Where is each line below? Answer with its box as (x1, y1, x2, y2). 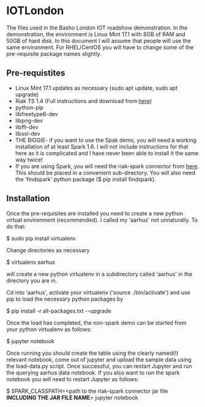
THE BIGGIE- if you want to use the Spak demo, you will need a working (15, 136, 197, 144)
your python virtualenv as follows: (6, 325, 92, 333)
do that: (6, 222, 26, 230)
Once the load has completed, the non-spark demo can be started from (6, 319, 187, 326)
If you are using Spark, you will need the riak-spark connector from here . (15, 162, 199, 169)
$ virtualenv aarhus (6, 258, 55, 266)
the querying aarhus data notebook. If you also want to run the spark (6, 369, 180, 376)
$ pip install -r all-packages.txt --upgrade (6, 307, 111, 314)
